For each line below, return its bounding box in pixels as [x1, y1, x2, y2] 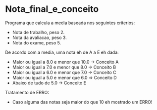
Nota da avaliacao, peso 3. [12, 35, 67, 40]
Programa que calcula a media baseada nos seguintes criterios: [5, 20, 135, 26]
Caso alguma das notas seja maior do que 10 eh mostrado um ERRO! [12, 99, 153, 105]
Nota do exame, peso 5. [12, 39, 61, 45]
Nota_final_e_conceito [5, 3, 99, 15]
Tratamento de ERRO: [5, 89, 50, 95]
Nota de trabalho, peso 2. [12, 29, 65, 35]
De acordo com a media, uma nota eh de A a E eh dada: [5, 49, 119, 55]
